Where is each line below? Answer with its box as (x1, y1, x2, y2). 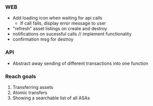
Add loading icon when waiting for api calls (12, 15, 103, 21)
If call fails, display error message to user (20, 20, 106, 26)
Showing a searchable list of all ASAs (12, 94, 90, 101)
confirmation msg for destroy (12, 36, 74, 42)
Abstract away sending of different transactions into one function (12, 60, 148, 66)
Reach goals (5, 73, 36, 80)
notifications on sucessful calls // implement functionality (12, 31, 132, 37)
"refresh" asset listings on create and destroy (12, 26, 108, 32)
